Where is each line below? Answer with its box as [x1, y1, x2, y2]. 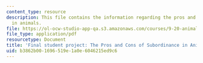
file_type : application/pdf [6, 31, 77, 37]
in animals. [11, 20, 42, 26]
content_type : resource [6, 8, 66, 15]
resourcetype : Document [6, 37, 66, 43]
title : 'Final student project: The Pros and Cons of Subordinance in [6, 43, 188, 49]
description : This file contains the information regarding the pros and [6, 14, 196, 20]
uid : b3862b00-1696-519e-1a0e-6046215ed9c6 [6, 48, 118, 54]
